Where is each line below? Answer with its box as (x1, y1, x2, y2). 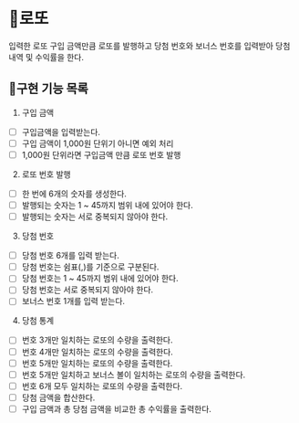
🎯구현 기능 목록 (8, 81, 88, 97)
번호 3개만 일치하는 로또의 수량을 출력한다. (21, 334, 173, 345)
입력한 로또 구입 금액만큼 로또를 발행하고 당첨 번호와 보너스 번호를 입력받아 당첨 (8, 40, 291, 51)
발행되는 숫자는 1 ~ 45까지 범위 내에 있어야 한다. (21, 200, 193, 210)
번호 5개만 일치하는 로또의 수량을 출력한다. (21, 357, 173, 368)
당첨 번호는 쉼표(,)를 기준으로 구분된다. (21, 261, 160, 272)
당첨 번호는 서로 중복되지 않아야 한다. (21, 284, 154, 295)
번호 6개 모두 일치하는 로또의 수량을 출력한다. (21, 380, 183, 391)
